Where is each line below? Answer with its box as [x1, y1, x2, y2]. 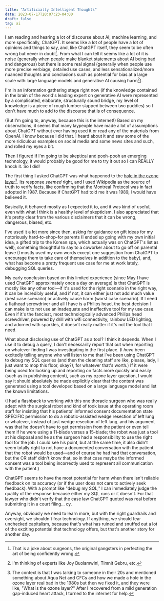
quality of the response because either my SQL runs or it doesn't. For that [5, 491, 153, 497]
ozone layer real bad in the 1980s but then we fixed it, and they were [12, 580, 150, 586]
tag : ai [5, 21, 21, 26]
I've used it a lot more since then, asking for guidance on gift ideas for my [5, 229, 153, 235]
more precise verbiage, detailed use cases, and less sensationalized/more [5, 66, 155, 72]
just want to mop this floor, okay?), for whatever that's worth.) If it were [5, 362, 148, 368]
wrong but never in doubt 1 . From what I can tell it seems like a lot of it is [5, 50, 149, 56]
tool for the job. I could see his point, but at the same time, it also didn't [5, 439, 148, 446]
